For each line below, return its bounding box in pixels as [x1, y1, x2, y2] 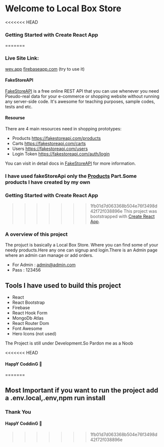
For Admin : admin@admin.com [12, 262, 76, 268]
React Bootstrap [12, 299, 45, 305]
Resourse [5, 115, 25, 121]
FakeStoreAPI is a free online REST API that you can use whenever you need [5, 88, 159, 94]
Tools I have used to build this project [5, 281, 121, 290]
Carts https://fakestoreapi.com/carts [12, 140, 86, 146]
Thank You [5, 408, 31, 415]
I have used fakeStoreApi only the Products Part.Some [5, 173, 137, 179]
